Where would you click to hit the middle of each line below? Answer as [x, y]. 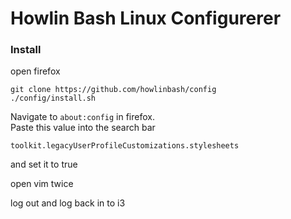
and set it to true [44, 164]
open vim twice [42, 184]
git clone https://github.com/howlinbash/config [113, 90]
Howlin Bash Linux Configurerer [146, 18]
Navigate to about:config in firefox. [82, 117]
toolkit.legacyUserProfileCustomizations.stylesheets [125, 146]
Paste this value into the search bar [83, 128]
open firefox [35, 71]
